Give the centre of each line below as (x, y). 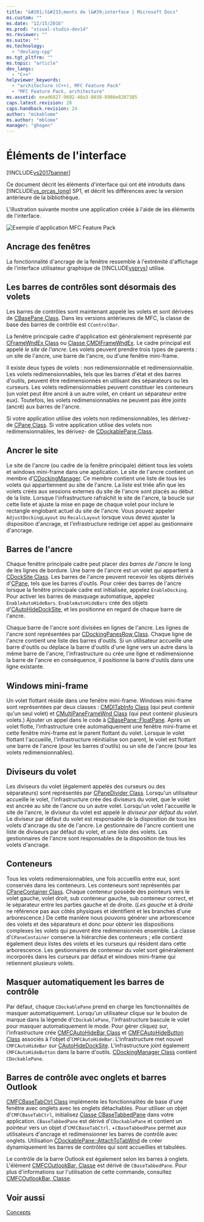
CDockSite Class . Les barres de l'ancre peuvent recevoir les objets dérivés (100, 577)
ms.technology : (26, 46)
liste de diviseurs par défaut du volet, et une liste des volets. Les (87, 832)
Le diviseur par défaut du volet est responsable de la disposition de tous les (101, 818)
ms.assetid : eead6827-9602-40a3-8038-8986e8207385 (72, 97)
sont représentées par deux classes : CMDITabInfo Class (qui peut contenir (100, 707)
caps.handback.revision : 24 (42, 108)
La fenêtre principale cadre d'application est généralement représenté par (99, 336)
